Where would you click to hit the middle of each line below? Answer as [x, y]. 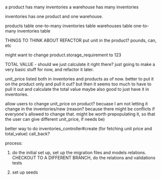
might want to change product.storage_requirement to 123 [63, 55]
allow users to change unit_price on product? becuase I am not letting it [76, 104]
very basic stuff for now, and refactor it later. [49, 69]
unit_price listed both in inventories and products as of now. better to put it [80, 79]
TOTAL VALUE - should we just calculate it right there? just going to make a [80, 64]
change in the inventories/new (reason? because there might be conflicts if [80, 109]
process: [14, 143]
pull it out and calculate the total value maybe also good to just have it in [77, 89]
